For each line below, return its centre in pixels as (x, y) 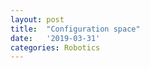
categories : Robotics (55, 47)
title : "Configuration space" (75, 29)
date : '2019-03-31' (55, 38)
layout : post (37, 19)
